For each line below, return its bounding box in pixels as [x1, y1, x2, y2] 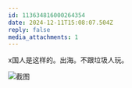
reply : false [8, 26, 51, 33]
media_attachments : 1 [8, 33, 79, 41]
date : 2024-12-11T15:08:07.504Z [8, 19, 113, 26]
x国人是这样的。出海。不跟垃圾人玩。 [8, 55, 129, 65]
